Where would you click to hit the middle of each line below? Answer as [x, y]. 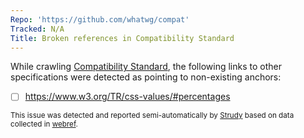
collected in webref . [44, 124]
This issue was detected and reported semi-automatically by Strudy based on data [152, 116]
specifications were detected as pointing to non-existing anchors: [146, 77]
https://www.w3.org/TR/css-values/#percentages [127, 97]
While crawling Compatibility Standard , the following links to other [146, 67]
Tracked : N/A [37, 29]
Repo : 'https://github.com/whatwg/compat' [100, 19]
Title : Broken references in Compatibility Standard [122, 38]
